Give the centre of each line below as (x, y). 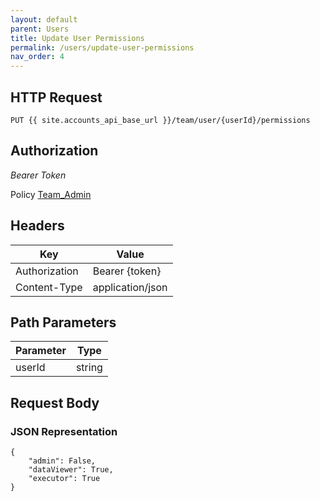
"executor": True (64, 479)
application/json (130, 287)
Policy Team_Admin (51, 194)
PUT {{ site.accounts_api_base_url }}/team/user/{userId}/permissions (160, 120)
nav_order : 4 (37, 57)
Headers (37, 226)
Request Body (55, 402)
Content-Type (49, 287)
